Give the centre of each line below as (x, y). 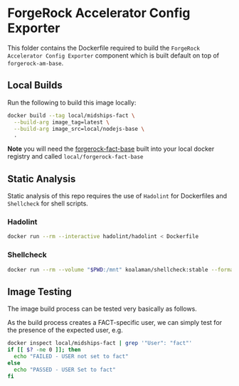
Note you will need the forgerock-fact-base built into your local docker (111, 149)
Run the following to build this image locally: (72, 102)
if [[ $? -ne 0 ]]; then (44, 350)
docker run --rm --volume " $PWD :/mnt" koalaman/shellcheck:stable (108, 269)
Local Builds (35, 86)
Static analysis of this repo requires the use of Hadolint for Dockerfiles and (117, 196)
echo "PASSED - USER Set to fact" (65, 370)
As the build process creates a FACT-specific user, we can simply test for (115, 323)
